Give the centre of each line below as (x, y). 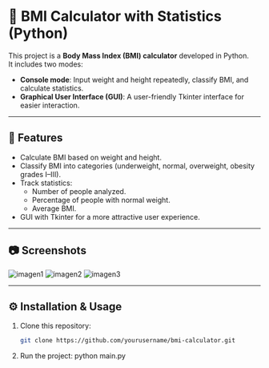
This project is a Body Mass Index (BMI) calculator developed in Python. (129, 55)
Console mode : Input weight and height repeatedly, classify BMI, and (134, 79)
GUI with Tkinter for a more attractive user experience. (110, 216)
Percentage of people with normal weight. (101, 200)
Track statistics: (46, 183)
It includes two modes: (46, 64)
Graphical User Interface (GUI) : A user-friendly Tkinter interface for (132, 96)
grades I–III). (40, 174)
